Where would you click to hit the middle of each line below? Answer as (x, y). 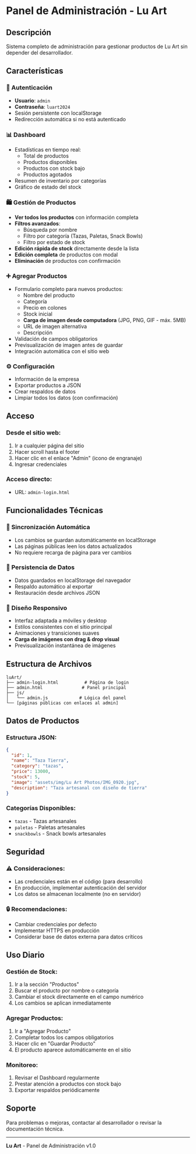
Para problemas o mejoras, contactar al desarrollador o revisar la (84, 1122)
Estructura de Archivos (49, 664)
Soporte (21, 1109)
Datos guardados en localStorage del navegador (73, 580)
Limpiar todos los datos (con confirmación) (66, 398)
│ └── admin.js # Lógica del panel (66, 698)
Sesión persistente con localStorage (58, 113)
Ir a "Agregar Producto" (43, 1031)
